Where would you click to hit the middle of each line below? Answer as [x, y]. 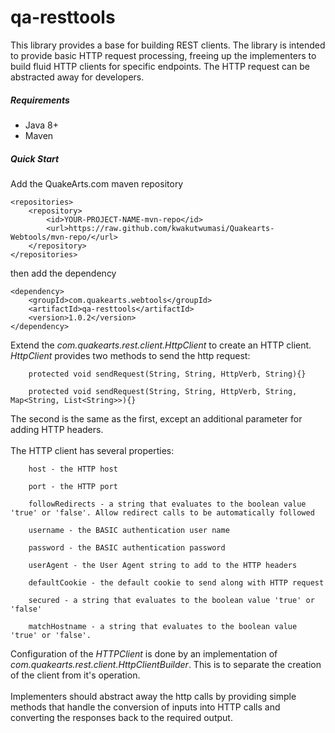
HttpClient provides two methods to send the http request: [130, 355]
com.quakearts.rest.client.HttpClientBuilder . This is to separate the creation [166, 664]
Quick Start [35, 158]
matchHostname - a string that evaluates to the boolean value [163, 626]
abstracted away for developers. [77, 77]
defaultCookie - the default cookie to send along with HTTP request [176, 582]
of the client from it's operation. [75, 675]
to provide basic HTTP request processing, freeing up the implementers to [163, 55]
